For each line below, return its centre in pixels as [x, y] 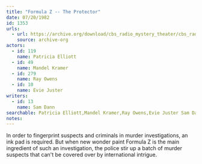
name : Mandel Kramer [43, 68]
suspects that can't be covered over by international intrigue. [82, 155]
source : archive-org [43, 40]
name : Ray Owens [38, 79]
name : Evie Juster [40, 90]
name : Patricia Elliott [47, 57]
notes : [14, 118]
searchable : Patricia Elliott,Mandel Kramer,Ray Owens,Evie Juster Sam [98, 113]
